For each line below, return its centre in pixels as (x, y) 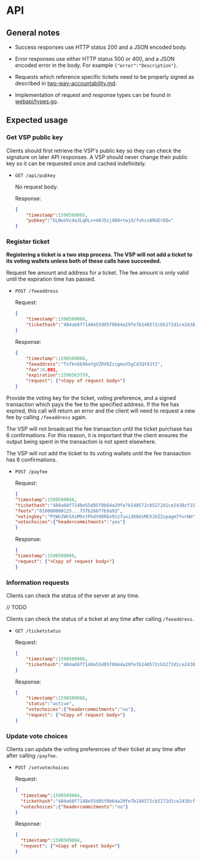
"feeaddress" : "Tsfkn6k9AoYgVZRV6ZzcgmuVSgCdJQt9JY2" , (94, 364)
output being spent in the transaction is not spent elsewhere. (81, 442)
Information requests (38, 582)
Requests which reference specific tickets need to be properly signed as (104, 77)
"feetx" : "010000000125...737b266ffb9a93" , (69, 511)
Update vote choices (37, 736)
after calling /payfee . (32, 756)
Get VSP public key (34, 137)
